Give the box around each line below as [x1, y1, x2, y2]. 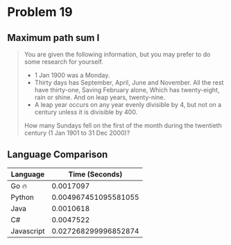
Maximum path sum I [7, 32, 100, 44]
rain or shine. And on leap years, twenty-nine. [34, 93, 166, 101]
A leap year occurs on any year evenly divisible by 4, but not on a [34, 101, 222, 108]
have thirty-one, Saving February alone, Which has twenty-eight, [34, 86, 220, 94]
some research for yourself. [24, 58, 104, 66]
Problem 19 [7, 4, 73, 20]
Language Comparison [7, 149, 108, 160]
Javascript [10, 226, 45, 236]
